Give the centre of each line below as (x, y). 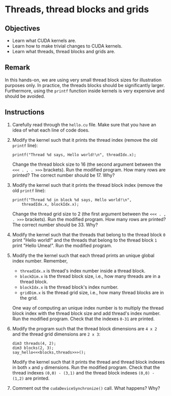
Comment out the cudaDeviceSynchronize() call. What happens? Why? (86, 388)
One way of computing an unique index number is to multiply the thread (88, 307)
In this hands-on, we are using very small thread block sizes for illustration (83, 80)
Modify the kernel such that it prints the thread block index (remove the (87, 185)
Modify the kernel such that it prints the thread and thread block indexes (88, 362)
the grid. (29, 298)
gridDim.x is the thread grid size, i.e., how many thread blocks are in (92, 292)
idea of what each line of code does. (51, 130)
